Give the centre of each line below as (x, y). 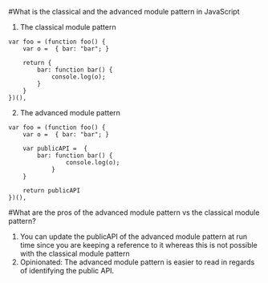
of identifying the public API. (67, 271)
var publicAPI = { (55, 148)
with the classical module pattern (75, 253)
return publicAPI (52, 191)
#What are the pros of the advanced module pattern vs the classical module (134, 212)
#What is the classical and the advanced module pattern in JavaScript (124, 12)
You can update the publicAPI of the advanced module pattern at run (134, 237)
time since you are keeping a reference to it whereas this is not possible (139, 245)
